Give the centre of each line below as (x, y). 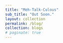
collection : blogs (24, 28)
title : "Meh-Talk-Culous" (32, 10)
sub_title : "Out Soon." (30, 14)
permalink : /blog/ (24, 23)
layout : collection (25, 19)
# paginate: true (23, 33)
